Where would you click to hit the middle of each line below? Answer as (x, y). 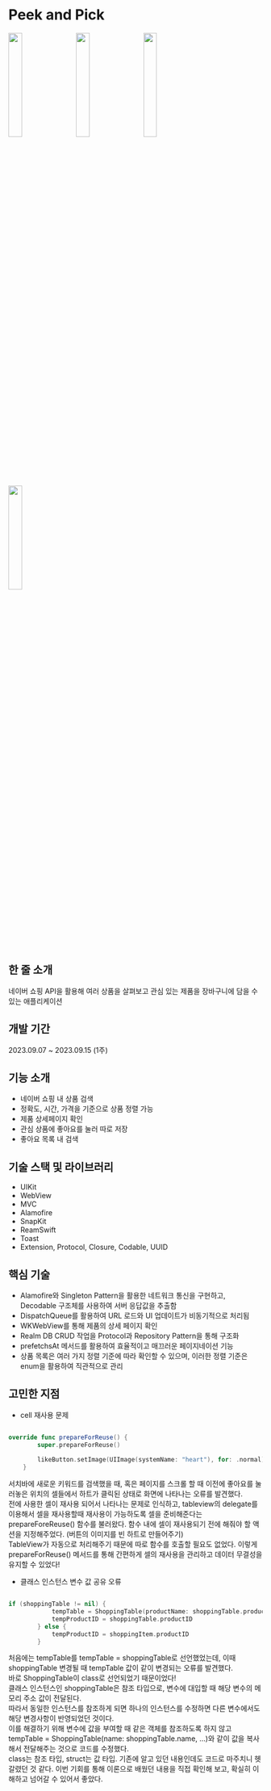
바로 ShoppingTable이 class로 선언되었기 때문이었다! (92, 1678)
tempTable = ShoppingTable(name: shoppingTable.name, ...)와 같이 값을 (127, 1739)
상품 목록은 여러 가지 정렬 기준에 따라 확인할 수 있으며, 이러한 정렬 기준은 (134, 1356)
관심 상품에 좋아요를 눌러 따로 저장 (74, 1129)
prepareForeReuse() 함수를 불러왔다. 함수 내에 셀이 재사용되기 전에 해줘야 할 (130, 1525)
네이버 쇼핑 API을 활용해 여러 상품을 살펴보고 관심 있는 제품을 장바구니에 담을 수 (133, 991)
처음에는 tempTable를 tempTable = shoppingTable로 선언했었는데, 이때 (122, 1658)
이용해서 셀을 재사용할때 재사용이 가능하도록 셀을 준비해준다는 (106, 1514)
